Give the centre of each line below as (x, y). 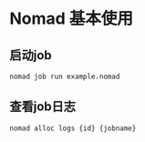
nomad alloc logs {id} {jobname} (73, 128)
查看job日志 (42, 107)
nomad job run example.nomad (65, 76)
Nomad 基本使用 (72, 19)
